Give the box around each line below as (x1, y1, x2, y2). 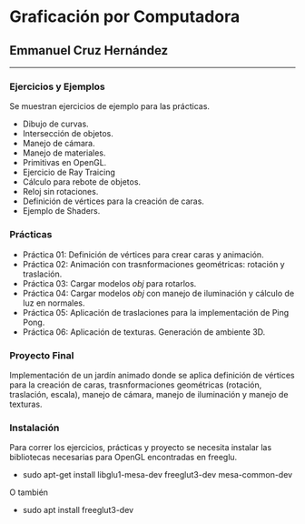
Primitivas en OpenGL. (22, 157, 107, 168)
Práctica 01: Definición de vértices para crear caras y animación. (22, 248, 265, 260)
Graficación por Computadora (9, 6, 241, 27)
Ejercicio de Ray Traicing (22, 166, 115, 178)
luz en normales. (22, 297, 85, 308)
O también (9, 487, 48, 498)
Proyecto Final (9, 348, 74, 361)
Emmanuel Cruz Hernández (9, 43, 169, 58)
